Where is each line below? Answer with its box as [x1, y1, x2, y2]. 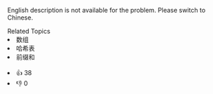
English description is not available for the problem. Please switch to [7, 6, 206, 14]
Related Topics [7, 27, 51, 35]
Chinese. [7, 13, 33, 22]
